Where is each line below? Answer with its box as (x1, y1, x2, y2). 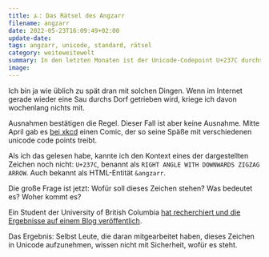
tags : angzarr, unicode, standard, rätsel (8, 42, 152, 50)
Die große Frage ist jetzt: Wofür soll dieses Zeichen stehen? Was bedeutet (8, 183, 253, 193)
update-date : (8, 34, 52, 42)
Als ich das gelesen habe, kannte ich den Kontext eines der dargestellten (8, 151, 249, 160)
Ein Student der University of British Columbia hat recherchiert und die (8, 207, 241, 217)
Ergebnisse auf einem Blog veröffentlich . (8, 215, 143, 225)
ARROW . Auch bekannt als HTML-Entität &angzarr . (8, 167, 167, 177)
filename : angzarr (8, 19, 70, 27)
